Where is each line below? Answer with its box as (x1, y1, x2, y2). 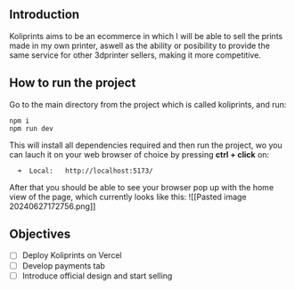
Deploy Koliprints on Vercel (21, 250, 122, 261)
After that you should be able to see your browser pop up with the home (9, 181, 275, 192)
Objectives (9, 227, 71, 242)
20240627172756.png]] (9, 200, 96, 212)
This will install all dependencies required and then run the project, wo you (9, 140, 283, 150)
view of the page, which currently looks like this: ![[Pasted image (9, 191, 247, 202)
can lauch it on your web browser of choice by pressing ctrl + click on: (9, 149, 270, 159)
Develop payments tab (21, 260, 105, 270)
